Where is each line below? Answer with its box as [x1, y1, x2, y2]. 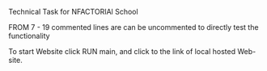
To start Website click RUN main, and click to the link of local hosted [8, 47, 236, 56]
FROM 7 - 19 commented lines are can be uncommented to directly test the [8, 23, 259, 31]
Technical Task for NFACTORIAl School [8, 7, 139, 16]
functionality [8, 31, 50, 40]
